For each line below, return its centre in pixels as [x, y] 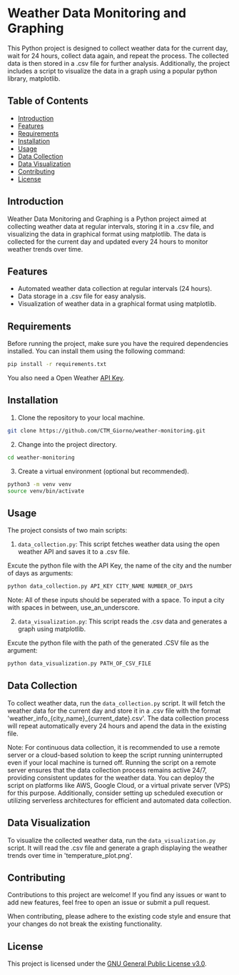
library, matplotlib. [34, 78]
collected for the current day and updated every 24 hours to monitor [108, 242]
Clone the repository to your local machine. [81, 417]
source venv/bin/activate [46, 491]
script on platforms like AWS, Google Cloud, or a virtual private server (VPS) [119, 785]
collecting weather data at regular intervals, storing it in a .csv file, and [111, 226]
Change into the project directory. [67, 444]
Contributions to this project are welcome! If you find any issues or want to [117, 895]
